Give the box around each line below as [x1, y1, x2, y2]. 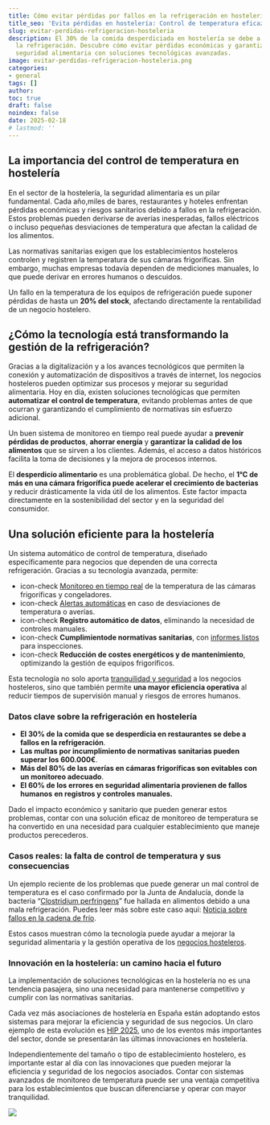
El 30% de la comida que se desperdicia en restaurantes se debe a [19, 729, 247, 739]
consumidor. [8, 504, 50, 513]
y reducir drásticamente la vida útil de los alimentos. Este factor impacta [8, 487, 247, 497]
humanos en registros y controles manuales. [19, 789, 173, 799]
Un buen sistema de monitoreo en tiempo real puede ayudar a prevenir [8, 428, 244, 439]
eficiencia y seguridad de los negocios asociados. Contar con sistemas [8, 1067, 244, 1077]
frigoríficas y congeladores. [19, 590, 112, 600]
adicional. [8, 413, 41, 422]
